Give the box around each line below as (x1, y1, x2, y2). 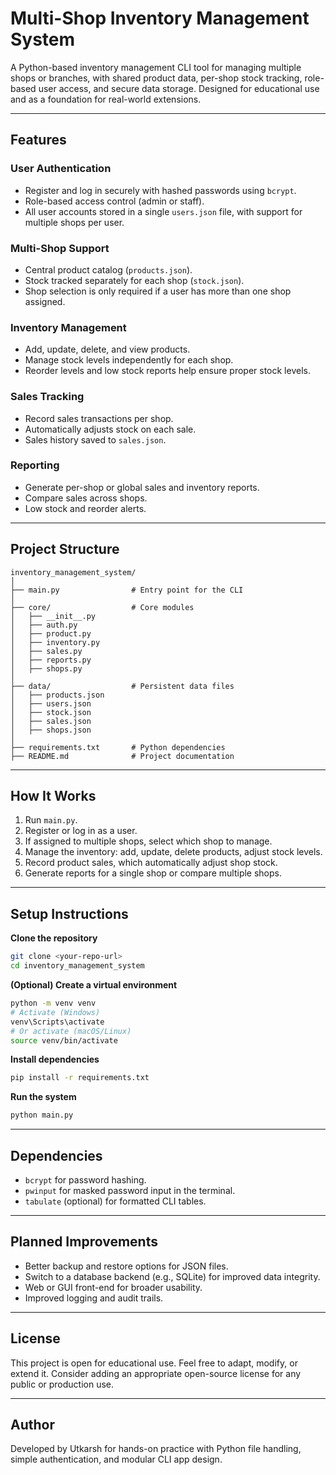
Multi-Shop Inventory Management (10, 7, 310, 30)
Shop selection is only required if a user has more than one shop (24, 285, 292, 297)
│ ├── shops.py (10, 663, 83, 674)
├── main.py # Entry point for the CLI (10, 585, 244, 595)
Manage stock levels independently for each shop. (24, 354, 234, 366)
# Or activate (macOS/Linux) (10, 1026, 132, 1036)
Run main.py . (24, 814, 78, 826)
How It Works (10, 788, 97, 805)
